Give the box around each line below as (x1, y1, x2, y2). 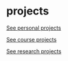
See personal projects (6, 24, 61, 31)
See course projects (6, 36, 57, 43)
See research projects (6, 47, 62, 55)
